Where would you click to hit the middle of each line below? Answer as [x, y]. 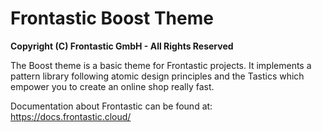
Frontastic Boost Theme [112, 18]
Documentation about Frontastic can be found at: [111, 106]
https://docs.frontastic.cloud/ [71, 116]
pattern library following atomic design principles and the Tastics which [157, 76]
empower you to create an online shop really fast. [112, 86]
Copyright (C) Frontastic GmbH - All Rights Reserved [122, 46]
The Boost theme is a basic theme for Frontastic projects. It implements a [161, 65]
